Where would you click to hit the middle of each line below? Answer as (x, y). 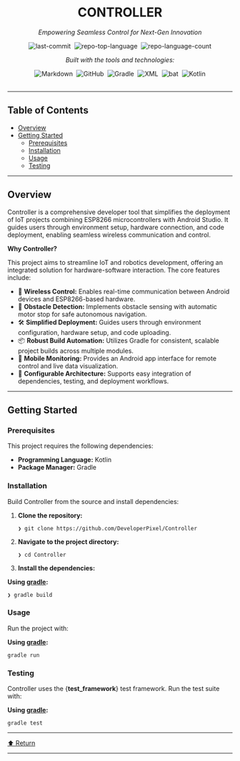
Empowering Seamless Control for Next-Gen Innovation (120, 32)
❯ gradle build (30, 595)
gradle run (24, 655)
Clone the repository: (50, 515)
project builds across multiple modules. (76, 351)
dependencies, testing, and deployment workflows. (93, 381)
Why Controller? (32, 248)
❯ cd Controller (42, 555)
